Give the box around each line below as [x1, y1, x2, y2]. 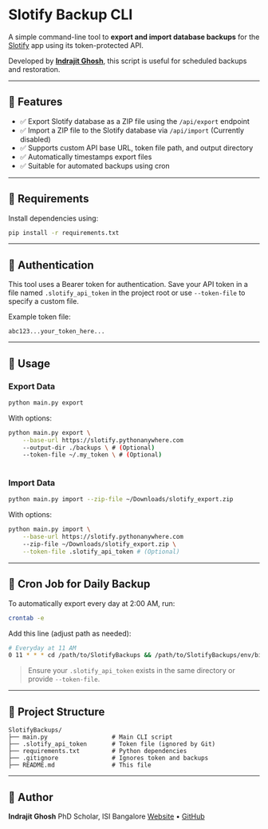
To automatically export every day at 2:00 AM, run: [8, 598, 175, 608]
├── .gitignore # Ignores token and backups [8, 754, 209, 763]
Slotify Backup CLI [8, 6, 133, 24]
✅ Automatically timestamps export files [19, 152, 152, 161]
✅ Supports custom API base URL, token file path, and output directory [19, 142, 254, 153]
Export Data [8, 381, 56, 392]
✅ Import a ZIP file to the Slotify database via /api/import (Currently [19, 126, 245, 135]
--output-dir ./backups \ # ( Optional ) [22, 444, 156, 452]
